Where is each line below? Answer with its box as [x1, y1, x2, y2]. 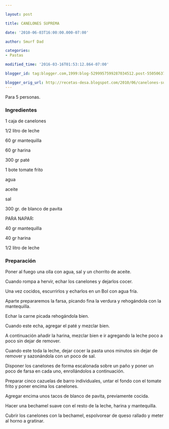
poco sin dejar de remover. [5, 338, 61, 344]
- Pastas [5, 53, 24, 58]
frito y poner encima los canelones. [5, 383, 79, 389]
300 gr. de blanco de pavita [5, 205, 63, 211]
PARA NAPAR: [5, 215, 34, 222]
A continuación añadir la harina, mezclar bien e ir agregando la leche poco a [5, 333, 163, 339]
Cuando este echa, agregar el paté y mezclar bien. [5, 323, 110, 329]
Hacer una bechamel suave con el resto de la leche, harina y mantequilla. [5, 403, 157, 409]
